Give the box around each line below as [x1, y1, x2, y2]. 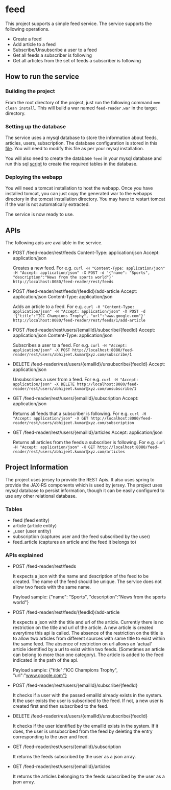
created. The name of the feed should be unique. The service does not [12, 578, 162, 585]
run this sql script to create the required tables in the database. [5, 160, 138, 167]
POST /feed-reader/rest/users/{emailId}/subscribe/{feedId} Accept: [12, 327, 156, 333]
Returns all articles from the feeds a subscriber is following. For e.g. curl [12, 439, 166, 446]
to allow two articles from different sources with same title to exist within [12, 635, 165, 642]
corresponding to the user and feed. [12, 734, 89, 740]
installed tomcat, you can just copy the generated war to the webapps [5, 191, 153, 197]
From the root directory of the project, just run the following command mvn [5, 99, 161, 105]
